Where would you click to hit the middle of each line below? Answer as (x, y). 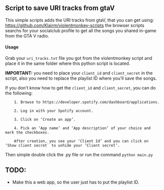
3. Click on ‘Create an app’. (45, 120)
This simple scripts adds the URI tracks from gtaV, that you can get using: (80, 20)
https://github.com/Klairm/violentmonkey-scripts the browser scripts (75, 25)
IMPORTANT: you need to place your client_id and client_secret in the (79, 73)
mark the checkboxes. (27, 133)
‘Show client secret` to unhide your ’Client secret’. (63, 145)
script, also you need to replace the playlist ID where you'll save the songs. (81, 78)
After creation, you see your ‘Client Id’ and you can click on (81, 141)
